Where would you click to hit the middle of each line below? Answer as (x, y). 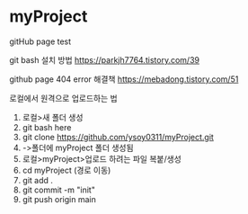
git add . (38, 180)
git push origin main (59, 199)
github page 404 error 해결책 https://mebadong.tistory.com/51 (124, 79)
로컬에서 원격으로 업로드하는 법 (64, 98)
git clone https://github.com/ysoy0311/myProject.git (118, 137)
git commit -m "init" (59, 190)
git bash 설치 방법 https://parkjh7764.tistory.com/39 (105, 59)
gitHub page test (40, 41)
